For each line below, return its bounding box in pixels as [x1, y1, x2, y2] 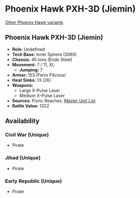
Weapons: [12, 82, 33, 88]
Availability [5, 117, 40, 125]
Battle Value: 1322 [12, 103, 49, 108]
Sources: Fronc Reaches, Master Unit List [12, 98, 96, 104]
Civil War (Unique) [5, 132, 49, 138]
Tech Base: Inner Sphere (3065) [12, 51, 77, 57]
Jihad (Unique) [5, 154, 41, 161]
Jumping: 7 [19, 67, 43, 73]
